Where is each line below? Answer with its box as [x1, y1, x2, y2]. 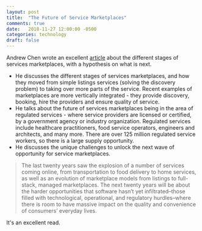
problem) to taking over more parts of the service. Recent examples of [15, 85, 192, 92]
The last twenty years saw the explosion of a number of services [21, 162, 185, 169]
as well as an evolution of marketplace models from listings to [21, 175, 177, 182]
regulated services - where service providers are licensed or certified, [15, 111, 192, 118]
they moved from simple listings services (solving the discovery [15, 79, 176, 86]
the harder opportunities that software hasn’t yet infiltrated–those [21, 188, 186, 195]
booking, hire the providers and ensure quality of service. [15, 98, 160, 105]
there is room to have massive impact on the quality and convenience [21, 201, 197, 208]
